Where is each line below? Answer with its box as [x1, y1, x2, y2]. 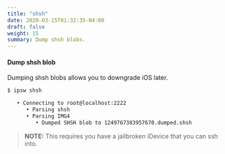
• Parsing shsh [25, 106, 71, 113]
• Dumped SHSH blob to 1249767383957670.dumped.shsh [35, 119, 192, 126]
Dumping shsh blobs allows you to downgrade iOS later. [7, 73, 168, 82]
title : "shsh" [7, 10, 49, 17]
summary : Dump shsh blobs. [7, 36, 86, 43]
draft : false [7, 23, 45, 30]
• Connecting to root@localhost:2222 [16, 99, 127, 107]
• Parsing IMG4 [25, 113, 71, 120]
